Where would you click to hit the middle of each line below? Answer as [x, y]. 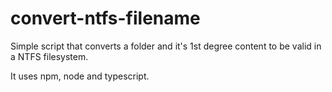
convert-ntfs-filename [105, 18]
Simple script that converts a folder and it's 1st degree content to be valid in [166, 46]
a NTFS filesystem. [49, 56]
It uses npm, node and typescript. [80, 76]
